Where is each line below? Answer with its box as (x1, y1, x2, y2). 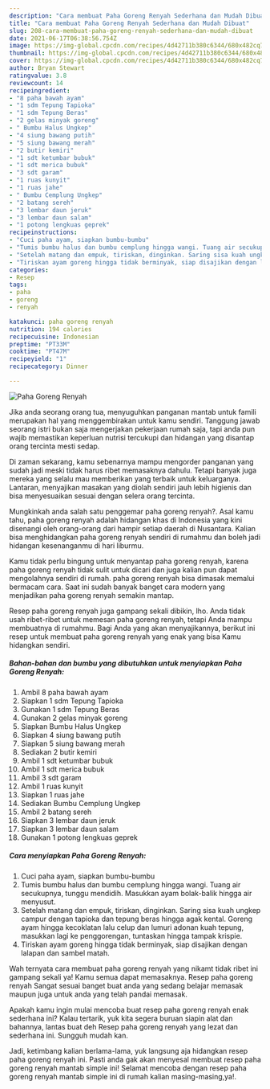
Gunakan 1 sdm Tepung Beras (20, 704, 119, 714)
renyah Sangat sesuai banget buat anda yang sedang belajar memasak (9, 981, 244, 990)
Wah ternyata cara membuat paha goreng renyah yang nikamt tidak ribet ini (9, 964, 259, 973)
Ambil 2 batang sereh (20, 807, 92, 817)
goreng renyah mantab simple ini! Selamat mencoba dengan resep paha (9, 1062, 247, 1073)
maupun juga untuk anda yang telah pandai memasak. (9, 989, 187, 999)
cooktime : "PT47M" (9, 347, 71, 356)
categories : (9, 266, 49, 274)
